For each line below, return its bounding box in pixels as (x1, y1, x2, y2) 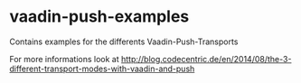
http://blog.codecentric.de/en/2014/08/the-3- (120, 53, 292, 64)
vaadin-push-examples (9, 6, 190, 27)
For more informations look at (9, 53, 119, 64)
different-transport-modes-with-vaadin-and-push (9, 63, 195, 74)
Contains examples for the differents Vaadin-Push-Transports (9, 36, 239, 47)
